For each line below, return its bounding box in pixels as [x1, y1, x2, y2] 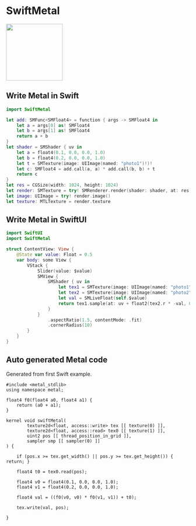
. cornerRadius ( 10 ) [47, 322, 93, 328]
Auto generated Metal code [6, 355, 108, 365]
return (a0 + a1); [16, 402, 61, 408]
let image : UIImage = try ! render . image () [6, 193, 111, 199]
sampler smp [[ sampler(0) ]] [27, 438, 100, 444]
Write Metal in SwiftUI [6, 215, 87, 225]
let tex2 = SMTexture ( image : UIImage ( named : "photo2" [58, 290, 192, 296]
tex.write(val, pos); [16, 504, 69, 510]
